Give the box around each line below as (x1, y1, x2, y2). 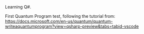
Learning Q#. (5, 4, 32, 10)
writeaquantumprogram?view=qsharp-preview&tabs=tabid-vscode (5, 23, 139, 29)
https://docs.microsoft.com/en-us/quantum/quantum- (5, 19, 113, 24)
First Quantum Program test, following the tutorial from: (5, 13, 115, 19)
